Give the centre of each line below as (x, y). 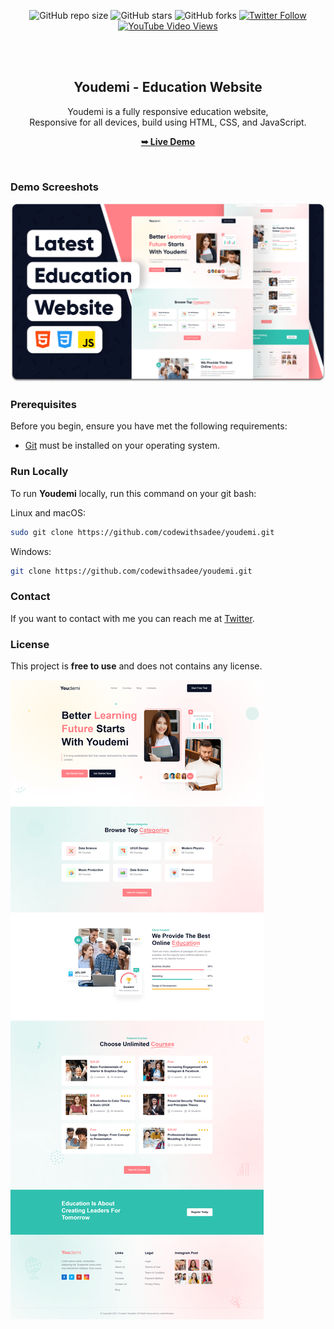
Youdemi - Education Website (168, 87)
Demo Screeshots (54, 187)
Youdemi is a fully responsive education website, (168, 111)
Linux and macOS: (48, 512)
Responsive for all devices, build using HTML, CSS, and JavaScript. (168, 122)
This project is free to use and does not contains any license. (136, 666)
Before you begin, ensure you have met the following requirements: (149, 426)
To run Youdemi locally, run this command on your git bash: (133, 493)
